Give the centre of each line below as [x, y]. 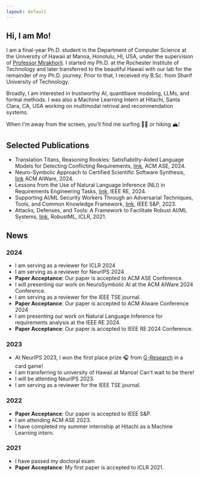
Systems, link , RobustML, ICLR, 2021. [61, 217]
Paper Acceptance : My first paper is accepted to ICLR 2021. [89, 467]
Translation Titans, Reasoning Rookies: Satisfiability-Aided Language [99, 160]
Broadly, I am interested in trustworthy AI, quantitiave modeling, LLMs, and [98, 94]
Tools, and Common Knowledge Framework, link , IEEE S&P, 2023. [96, 204]
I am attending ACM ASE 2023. [53, 420]
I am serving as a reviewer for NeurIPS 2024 [69, 271]
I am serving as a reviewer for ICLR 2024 [65, 265]
